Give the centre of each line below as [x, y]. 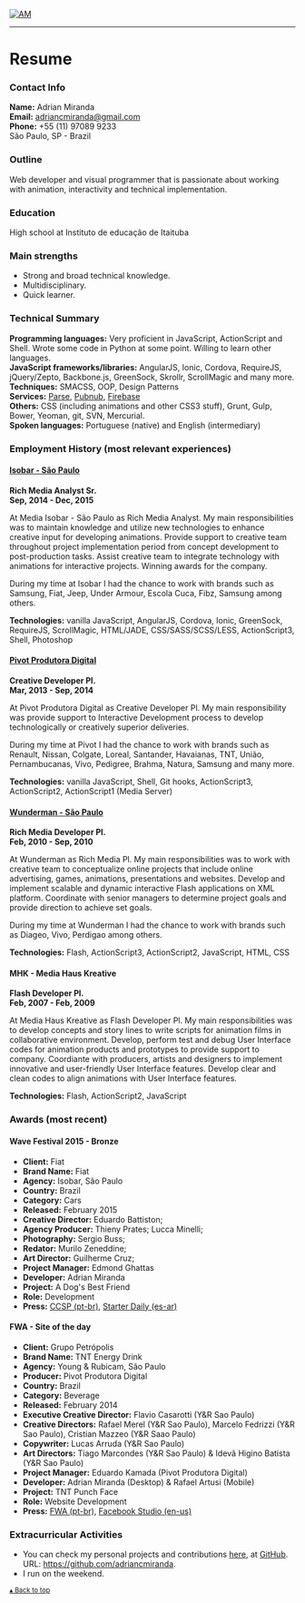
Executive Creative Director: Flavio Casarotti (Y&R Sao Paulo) [138, 1414]
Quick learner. [49, 295]
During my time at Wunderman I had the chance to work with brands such [148, 925]
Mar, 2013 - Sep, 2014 [51, 690]
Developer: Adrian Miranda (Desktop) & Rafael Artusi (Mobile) [138, 1482]
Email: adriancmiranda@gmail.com [75, 117]
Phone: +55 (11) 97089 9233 [63, 126]
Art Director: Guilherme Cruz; [78, 1258]
